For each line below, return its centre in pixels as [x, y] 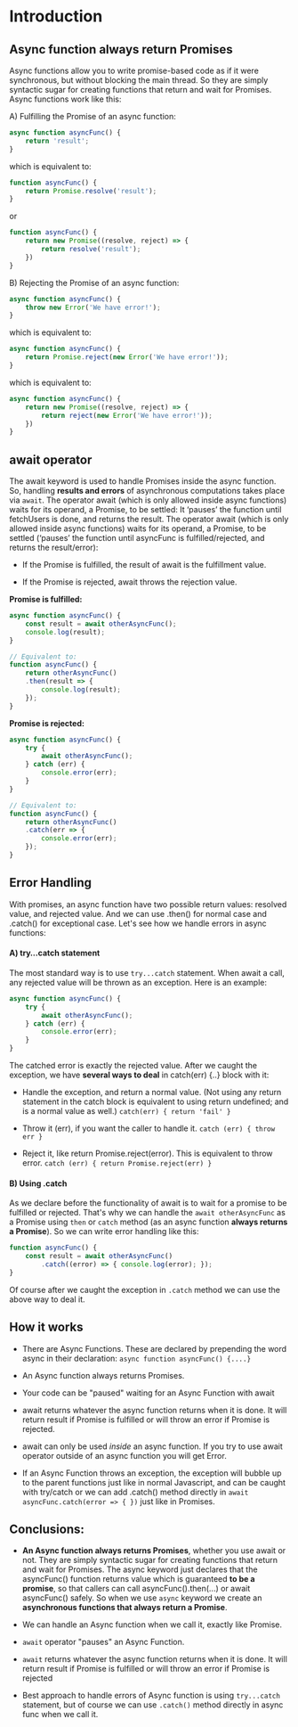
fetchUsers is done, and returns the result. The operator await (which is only [149, 520]
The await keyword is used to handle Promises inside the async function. [143, 481]
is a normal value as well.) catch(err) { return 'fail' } [126, 1111]
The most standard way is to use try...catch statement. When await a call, [147, 972]
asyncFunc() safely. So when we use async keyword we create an [142, 1598]
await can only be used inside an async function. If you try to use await [152, 1446]
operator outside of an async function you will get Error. [124, 1455]
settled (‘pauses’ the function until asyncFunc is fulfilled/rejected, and [137, 538]
